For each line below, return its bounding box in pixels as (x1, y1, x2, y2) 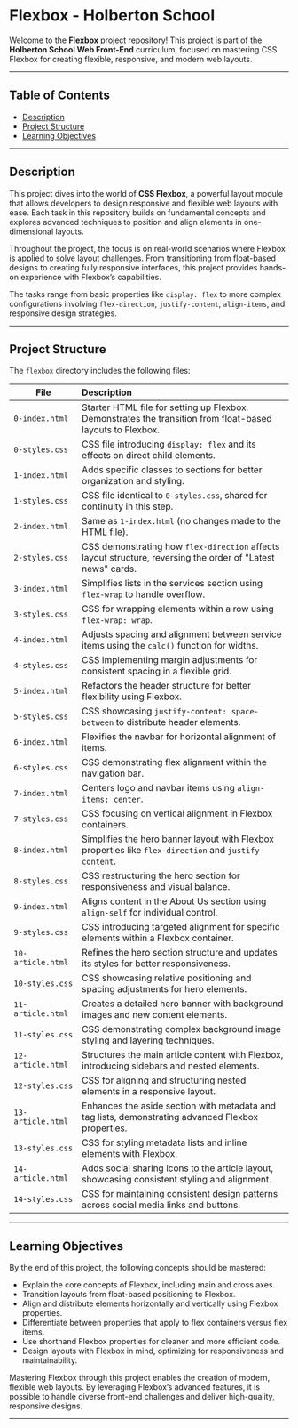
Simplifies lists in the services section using (81, 577, 263, 590)
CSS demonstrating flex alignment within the (81, 756, 268, 769)
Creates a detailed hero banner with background (81, 997, 284, 1010)
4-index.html (13, 635, 69, 645)
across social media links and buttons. (81, 1198, 241, 1211)
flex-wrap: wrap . (81, 614, 153, 626)
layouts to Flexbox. (81, 424, 161, 436)
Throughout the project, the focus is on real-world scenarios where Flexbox (9, 243, 286, 254)
